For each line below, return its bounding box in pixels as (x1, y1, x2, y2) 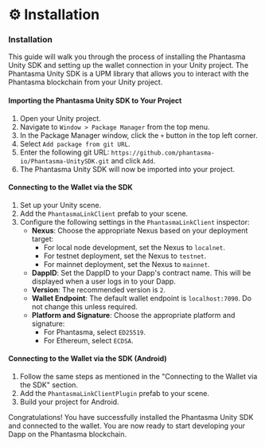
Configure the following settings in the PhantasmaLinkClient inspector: (19, 217, 250, 226)
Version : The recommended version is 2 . (31, 284, 166, 294)
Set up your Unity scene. (19, 200, 102, 210)
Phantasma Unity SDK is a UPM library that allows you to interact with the (8, 69, 249, 79)
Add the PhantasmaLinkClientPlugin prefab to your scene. (19, 389, 209, 398)
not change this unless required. (31, 301, 138, 312)
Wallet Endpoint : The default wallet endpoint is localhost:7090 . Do (31, 293, 252, 303)
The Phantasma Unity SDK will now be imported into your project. (19, 164, 236, 174)
